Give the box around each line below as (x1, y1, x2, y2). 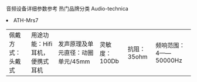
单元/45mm (58, 57, 90, 66)
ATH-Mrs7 (13, 17, 39, 23)
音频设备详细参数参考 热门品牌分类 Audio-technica (6, 5, 129, 12)
